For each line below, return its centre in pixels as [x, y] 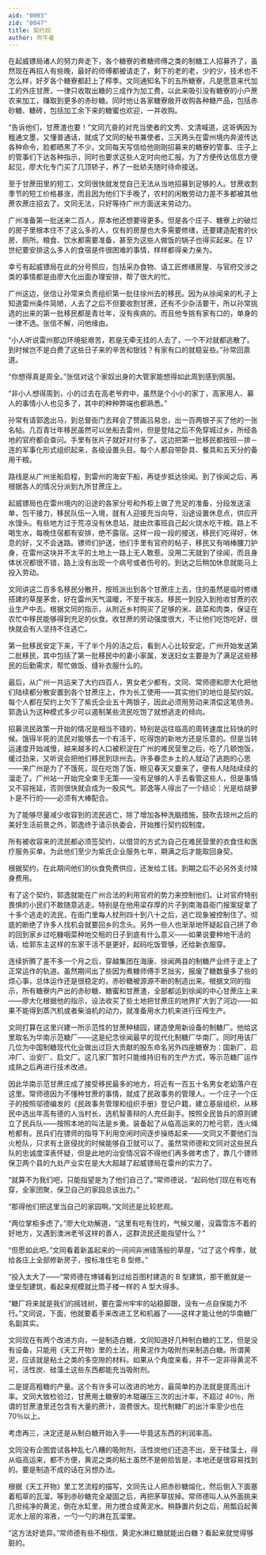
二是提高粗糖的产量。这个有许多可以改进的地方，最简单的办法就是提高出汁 [129, 1386]
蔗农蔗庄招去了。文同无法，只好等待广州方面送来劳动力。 [102, 203]
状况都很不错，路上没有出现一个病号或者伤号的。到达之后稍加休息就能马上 [136, 563]
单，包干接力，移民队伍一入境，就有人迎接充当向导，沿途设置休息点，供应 [129, 513]
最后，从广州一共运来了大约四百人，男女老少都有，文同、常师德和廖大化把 [129, 682]
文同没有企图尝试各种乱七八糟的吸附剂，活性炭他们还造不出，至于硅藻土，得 [133, 1450]
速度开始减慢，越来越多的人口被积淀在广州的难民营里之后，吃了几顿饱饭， [136, 749]
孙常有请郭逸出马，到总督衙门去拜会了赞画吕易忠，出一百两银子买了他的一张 [133, 420]
